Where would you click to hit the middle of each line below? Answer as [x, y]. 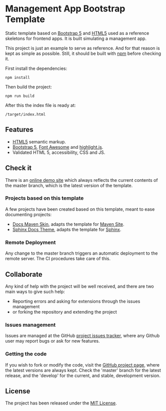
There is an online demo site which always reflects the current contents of [82, 180]
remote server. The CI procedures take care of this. [58, 259]
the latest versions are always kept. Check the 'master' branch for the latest [83, 370]
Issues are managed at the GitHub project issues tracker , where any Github [82, 336]
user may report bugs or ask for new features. [52, 341]
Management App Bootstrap [65, 9]
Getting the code [26, 354]
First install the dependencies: [36, 68]
